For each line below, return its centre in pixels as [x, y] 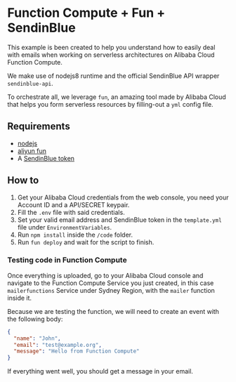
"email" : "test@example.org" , [58, 345]
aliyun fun [32, 151]
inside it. [20, 298]
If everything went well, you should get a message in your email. [100, 371]
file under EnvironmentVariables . [65, 227]
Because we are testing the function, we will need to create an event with [113, 311]
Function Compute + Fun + [86, 13]
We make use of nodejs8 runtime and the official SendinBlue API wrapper [113, 76]
